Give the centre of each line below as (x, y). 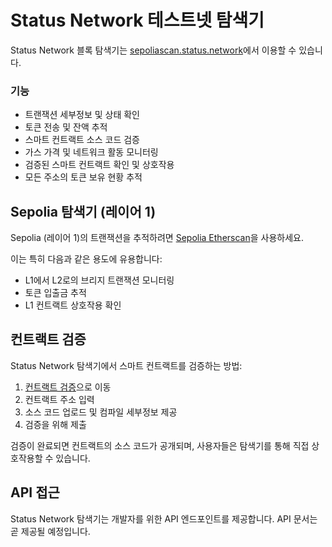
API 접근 (35, 492)
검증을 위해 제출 (55, 424)
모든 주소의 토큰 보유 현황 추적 (83, 177)
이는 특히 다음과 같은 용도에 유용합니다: (86, 259)
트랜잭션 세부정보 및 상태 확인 (82, 115)
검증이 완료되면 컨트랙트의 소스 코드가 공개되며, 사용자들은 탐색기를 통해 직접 (160, 445)
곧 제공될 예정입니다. (50, 531)
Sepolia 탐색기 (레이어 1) (83, 211)
